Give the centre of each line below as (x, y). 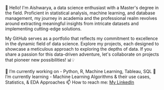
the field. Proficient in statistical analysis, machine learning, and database (80, 13)
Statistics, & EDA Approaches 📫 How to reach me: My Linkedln (70, 82)
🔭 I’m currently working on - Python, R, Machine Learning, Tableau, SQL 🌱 (81, 71)
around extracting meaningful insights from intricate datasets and (72, 23)
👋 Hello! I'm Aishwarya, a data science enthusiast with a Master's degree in (82, 8)
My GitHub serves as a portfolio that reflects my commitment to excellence (82, 38)
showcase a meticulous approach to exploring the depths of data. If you (79, 49)
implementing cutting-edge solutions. (43, 29)
